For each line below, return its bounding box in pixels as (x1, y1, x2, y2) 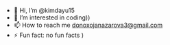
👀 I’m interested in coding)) (13, 13, 90, 21)
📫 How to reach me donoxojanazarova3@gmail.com (13, 21, 163, 29)
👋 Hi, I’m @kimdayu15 (13, 7, 75, 14)
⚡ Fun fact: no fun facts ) (13, 31, 84, 39)
